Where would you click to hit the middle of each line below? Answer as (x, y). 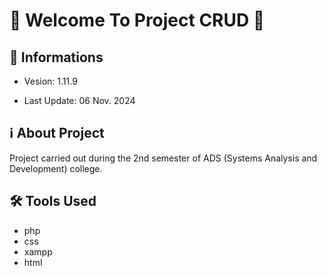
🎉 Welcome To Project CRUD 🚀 (137, 20)
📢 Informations (56, 57)
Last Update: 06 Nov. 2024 (79, 100)
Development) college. (56, 168)
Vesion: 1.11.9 (50, 81)
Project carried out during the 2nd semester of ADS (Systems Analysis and (163, 158)
